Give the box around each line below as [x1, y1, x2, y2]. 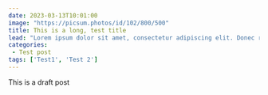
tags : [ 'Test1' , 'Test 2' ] [8, 56, 98, 64]
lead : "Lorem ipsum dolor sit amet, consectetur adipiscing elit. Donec [8, 33, 255, 42]
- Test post [11, 48, 52, 56]
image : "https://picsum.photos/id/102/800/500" [8, 19, 170, 27]
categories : [8, 41, 48, 49]
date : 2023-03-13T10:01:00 [8, 11, 98, 20]
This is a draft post [8, 77, 70, 87]
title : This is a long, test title [8, 26, 127, 34]
